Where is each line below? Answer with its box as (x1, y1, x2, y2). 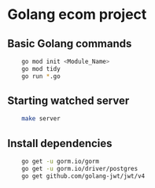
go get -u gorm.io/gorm (21, 157, 100, 166)
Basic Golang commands (7, 37, 132, 50)
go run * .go (21, 72, 61, 80)
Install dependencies (7, 136, 113, 150)
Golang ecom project (7, 6, 147, 24)
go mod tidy (21, 65, 61, 72)
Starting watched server (7, 94, 130, 108)
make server (21, 115, 61, 123)
